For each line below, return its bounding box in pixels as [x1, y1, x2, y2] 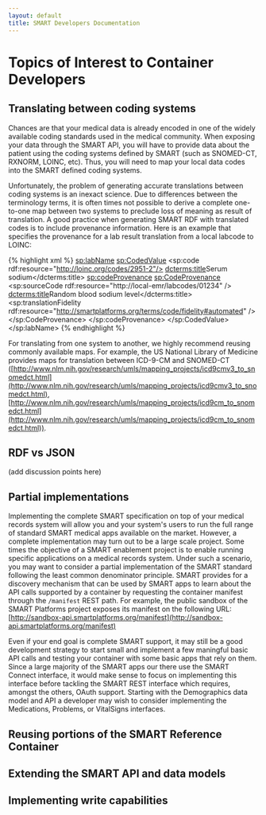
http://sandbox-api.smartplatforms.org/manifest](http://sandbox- [10, 613, 224, 622]
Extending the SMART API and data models [8, 766, 226, 780]
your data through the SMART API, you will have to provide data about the [8, 140, 250, 150]
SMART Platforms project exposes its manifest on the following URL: [8, 604, 232, 614]
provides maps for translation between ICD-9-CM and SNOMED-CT [8, 355, 230, 365]
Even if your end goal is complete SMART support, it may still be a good [8, 637, 244, 646]
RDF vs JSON [8, 446, 75, 459]
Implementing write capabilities [8, 794, 168, 808]
